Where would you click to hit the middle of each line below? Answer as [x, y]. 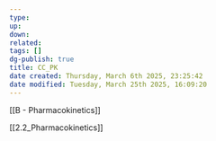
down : [19, 34]
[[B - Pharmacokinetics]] [55, 110]
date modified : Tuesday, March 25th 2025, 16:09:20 [108, 84]
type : [19, 18]
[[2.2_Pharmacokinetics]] [56, 128]
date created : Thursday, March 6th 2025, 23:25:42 [106, 76]
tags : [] [26, 51]
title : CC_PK [34, 68]
